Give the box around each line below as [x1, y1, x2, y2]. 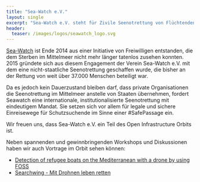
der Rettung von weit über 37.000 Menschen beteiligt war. [6, 73, 149, 80]
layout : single [6, 14, 44, 20]
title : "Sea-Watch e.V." [6, 8, 68, 15]
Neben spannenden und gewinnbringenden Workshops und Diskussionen [6, 139, 187, 146]
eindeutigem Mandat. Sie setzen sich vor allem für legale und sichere [6, 103, 176, 110]
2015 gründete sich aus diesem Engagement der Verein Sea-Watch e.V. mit [6, 60, 190, 67]
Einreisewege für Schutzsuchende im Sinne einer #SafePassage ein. [6, 109, 174, 117]
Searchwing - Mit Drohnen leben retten [14, 169, 111, 176]
